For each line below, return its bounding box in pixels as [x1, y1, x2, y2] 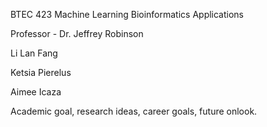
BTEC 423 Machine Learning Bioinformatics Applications [10, 9, 245, 20]
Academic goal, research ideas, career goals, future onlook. [10, 105, 258, 117]
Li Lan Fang [10, 47, 58, 59]
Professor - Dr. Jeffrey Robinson [10, 28, 144, 39]
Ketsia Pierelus [10, 67, 72, 78]
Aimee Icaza [10, 86, 62, 98]
